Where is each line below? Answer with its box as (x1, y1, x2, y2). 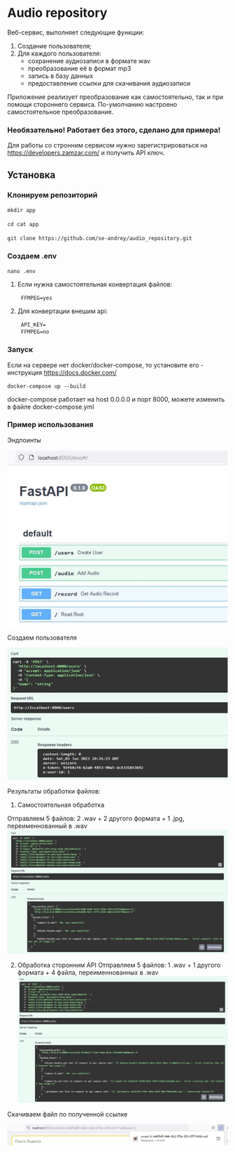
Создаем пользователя (7, 633, 77, 642)
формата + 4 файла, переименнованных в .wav (17, 968, 159, 977)
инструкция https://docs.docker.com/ (7, 368, 117, 376)
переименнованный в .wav (7, 822, 87, 830)
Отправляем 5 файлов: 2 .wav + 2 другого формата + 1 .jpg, (7, 815, 185, 823)
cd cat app (7, 220, 39, 228)
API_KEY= (20, 322, 47, 329)
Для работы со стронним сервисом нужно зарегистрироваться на (7, 141, 208, 150)
